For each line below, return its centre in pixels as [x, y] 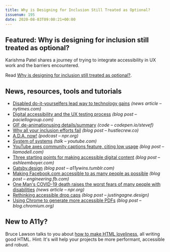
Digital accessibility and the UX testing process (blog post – [75, 114]
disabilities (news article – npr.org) [49, 190]
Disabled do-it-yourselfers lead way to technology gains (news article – [87, 103]
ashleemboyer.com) [33, 163]
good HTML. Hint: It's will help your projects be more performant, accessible [85, 239]
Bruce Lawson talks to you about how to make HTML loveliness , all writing [83, 234]
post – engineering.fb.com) [41, 179]
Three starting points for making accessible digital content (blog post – [86, 157]
